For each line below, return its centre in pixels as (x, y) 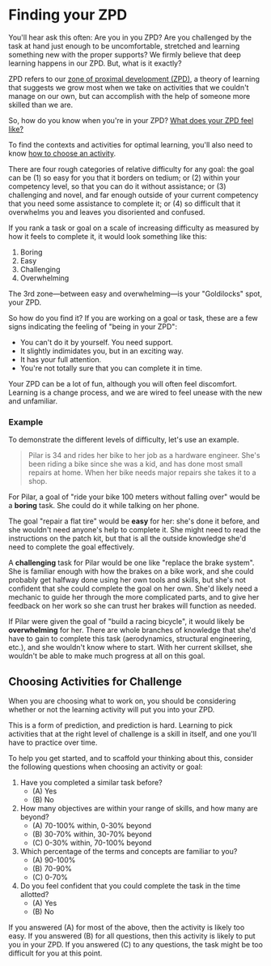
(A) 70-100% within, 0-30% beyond (92, 826)
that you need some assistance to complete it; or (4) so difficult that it (125, 203)
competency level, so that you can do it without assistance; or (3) (117, 186)
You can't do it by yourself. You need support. (97, 342)
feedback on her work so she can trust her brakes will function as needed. (132, 606)
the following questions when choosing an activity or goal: (106, 767)
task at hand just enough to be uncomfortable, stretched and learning (124, 45)
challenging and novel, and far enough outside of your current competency (133, 194)
